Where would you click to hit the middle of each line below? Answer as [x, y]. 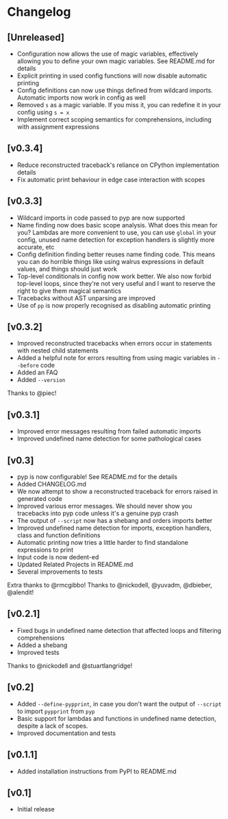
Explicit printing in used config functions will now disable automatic [112, 76]
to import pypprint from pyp [56, 711]
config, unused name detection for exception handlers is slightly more [116, 239]
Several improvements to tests [60, 572]
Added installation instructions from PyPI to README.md [97, 771]
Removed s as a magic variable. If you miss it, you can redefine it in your [119, 105]
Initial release [36, 809]
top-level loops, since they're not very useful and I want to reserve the [116, 283]
